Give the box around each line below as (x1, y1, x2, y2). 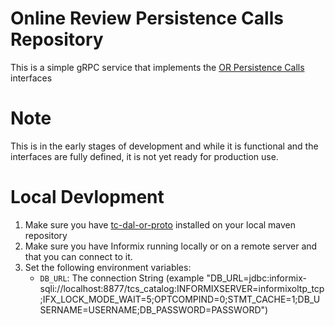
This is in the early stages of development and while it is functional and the (10, 140, 319, 152)
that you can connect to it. (24, 250, 133, 262)
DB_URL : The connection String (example (39, 272, 205, 284)
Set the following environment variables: (24, 261, 192, 273)
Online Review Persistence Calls (10, 7, 284, 30)
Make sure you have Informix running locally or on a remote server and (24, 240, 318, 252)
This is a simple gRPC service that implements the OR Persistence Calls (10, 61, 305, 73)
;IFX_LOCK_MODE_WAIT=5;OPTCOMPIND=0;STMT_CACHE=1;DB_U (39, 293, 321, 305)
